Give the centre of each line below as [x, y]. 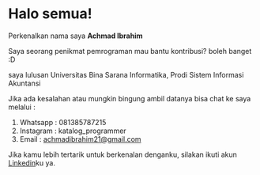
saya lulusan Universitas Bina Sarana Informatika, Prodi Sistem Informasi [126, 74]
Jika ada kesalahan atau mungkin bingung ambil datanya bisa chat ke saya [130, 98]
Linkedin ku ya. [32, 162]
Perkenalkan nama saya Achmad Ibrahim [75, 36]
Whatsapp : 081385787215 [63, 122]
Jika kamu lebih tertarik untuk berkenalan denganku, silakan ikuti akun [122, 154]
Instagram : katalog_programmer [73, 131]
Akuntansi [24, 83]
